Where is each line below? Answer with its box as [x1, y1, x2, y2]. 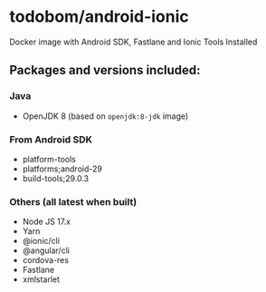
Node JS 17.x [22, 216, 71, 228]
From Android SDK [9, 133, 93, 146]
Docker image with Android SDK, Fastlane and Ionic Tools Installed [9, 36, 258, 47]
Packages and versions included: [9, 63, 201, 78]
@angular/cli [22, 245, 71, 256]
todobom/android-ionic [9, 6, 190, 27]
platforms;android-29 [22, 163, 102, 174]
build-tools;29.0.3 [22, 172, 90, 183]
